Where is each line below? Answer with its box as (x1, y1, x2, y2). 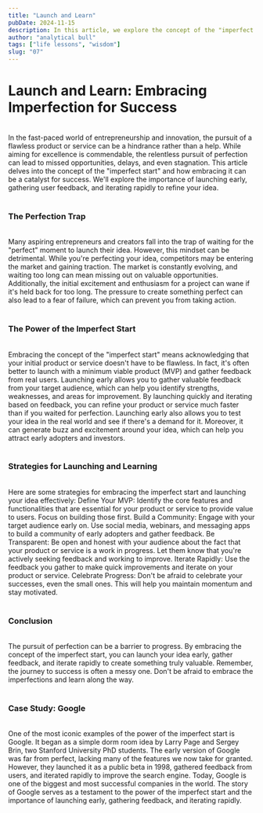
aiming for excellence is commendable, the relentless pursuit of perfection (8, 149, 248, 159)
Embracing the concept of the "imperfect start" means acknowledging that (8, 350, 249, 359)
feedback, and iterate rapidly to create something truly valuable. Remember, (8, 658, 254, 668)
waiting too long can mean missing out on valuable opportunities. (8, 270, 219, 280)
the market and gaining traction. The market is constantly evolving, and (8, 262, 238, 272)
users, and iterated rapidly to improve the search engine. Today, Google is (8, 771, 247, 780)
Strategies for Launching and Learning (8, 461, 158, 472)
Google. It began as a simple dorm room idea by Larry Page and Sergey (8, 738, 240, 747)
